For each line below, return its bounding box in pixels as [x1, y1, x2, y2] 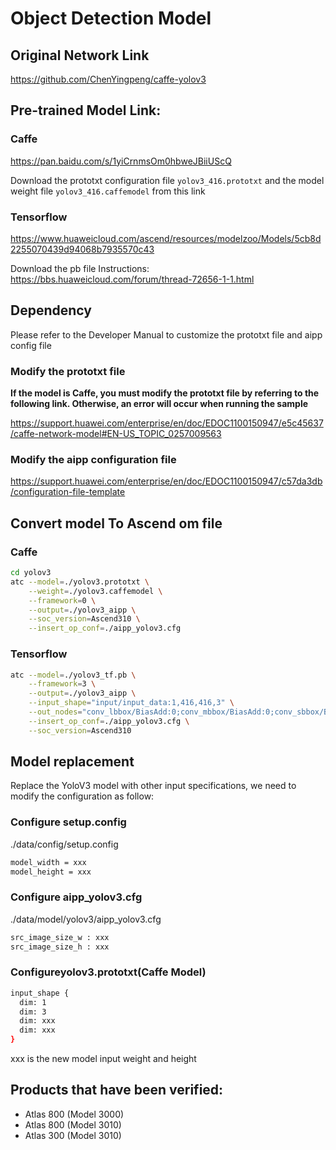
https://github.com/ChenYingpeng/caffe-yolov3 [10, 73, 207, 85]
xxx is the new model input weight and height [10, 1053, 197, 1065]
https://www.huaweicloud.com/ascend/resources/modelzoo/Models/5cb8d [10, 232, 322, 244]
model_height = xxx [10, 867, 92, 877]
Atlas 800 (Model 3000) [24, 1108, 125, 1120]
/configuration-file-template [10, 486, 126, 498]
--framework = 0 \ [28, 595, 97, 606]
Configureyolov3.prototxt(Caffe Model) [10, 965, 207, 979]
